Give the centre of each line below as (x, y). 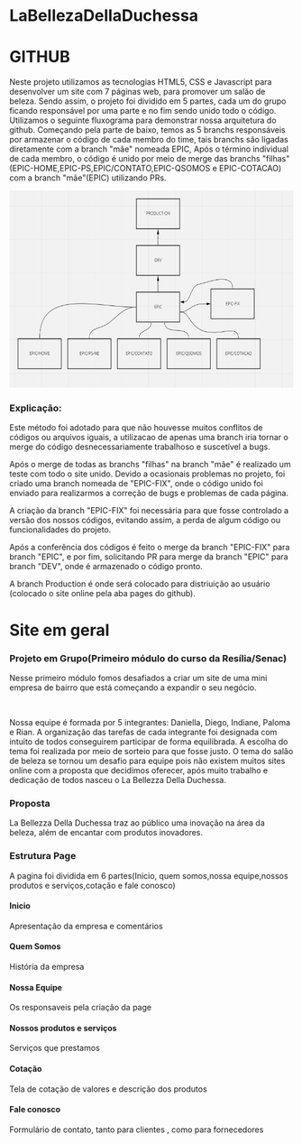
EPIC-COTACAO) (251, 169)
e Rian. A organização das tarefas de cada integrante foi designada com (143, 732)
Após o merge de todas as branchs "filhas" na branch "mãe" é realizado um (150, 465)
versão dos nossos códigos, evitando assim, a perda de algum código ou (145, 521)
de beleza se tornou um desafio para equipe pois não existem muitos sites (147, 761)
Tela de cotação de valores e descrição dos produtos (108, 1089)
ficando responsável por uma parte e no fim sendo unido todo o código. (143, 111)
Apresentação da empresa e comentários (87, 926)
